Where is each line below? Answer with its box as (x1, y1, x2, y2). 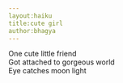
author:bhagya (8, 27, 57, 35)
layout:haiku (8, 11, 53, 20)
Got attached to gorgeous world (8, 57, 115, 67)
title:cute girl (8, 19, 63, 27)
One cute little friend (8, 49, 77, 59)
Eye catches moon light (8, 66, 87, 76)
